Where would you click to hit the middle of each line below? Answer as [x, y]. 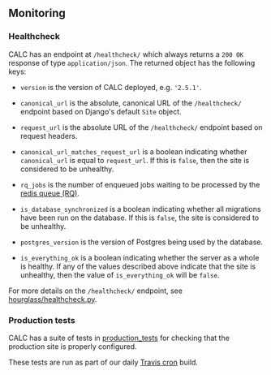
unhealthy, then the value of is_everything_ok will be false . [120, 274]
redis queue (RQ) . [49, 193]
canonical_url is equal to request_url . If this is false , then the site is [135, 160]
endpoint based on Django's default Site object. [101, 111]
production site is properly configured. [73, 346]
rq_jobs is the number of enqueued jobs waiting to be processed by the [140, 184]
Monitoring [37, 13]
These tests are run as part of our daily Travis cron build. [103, 362]
